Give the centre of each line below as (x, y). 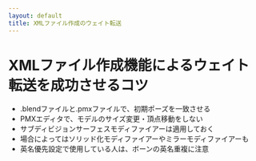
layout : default (35, 16)
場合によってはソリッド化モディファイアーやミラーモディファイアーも (134, 139)
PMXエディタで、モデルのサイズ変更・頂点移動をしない (111, 119)
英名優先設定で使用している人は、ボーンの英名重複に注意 (114, 149)
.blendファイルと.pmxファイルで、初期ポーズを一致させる (115, 109)
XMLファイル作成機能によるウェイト (129, 65)
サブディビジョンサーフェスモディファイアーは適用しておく (117, 129)
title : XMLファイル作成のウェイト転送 (65, 23)
